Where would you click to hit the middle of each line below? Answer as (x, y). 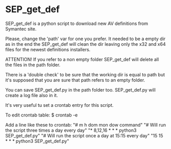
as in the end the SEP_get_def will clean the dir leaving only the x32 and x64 (86, 44)
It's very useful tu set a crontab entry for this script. (59, 105)
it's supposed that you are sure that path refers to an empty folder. (75, 80)
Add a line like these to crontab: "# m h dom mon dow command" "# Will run (86, 125)
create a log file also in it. (32, 95)
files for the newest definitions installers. (48, 49)
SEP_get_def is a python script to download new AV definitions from (77, 23)
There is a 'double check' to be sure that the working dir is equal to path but (85, 74)
